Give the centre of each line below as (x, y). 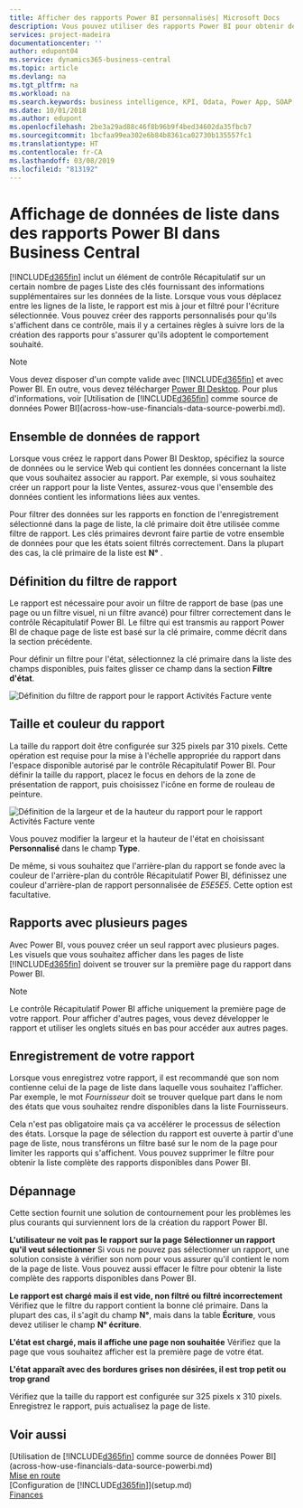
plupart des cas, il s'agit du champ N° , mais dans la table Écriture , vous (142, 1315)
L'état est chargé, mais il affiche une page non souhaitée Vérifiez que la (145, 1343)
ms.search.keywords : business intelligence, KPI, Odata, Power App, (141, 102)
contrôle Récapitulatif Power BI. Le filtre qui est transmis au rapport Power (147, 622)
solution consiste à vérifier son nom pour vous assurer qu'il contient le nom (149, 1259)
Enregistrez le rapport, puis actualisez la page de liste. (110, 1406)
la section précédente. (51, 641)
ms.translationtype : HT (54, 144)
